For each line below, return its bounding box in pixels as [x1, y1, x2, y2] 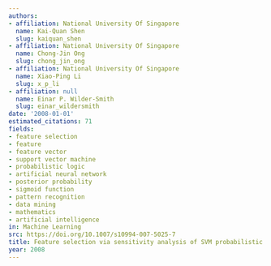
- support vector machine [8, 155, 96, 163]
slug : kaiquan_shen [15, 34, 82, 43]
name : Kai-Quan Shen [15, 27, 85, 35]
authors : [8, 11, 38, 20]
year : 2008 [8, 246, 45, 254]
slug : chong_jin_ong [15, 58, 85, 66]
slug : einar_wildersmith [15, 102, 100, 110]
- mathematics [8, 208, 57, 216]
